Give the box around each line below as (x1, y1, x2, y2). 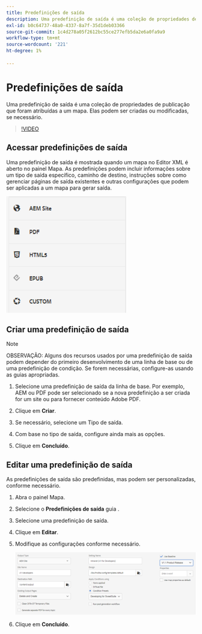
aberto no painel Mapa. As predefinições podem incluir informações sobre (6, 165, 191, 172)
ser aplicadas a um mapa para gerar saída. (6, 184, 112, 191)
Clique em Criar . (14, 407, 56, 414)
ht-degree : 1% (6, 48, 42, 54)
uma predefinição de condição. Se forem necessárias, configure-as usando (6, 365, 194, 372)
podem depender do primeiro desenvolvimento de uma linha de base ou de (6, 359, 193, 366)
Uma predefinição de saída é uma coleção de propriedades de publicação (6, 100, 190, 108)
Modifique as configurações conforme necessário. (14, 540, 141, 547)
